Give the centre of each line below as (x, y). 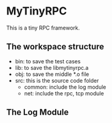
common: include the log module (65, 87)
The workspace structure (55, 47)
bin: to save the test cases (48, 61)
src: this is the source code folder (57, 80)
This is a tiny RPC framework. (43, 28)
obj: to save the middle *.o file (52, 74)
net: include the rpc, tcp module (64, 93)
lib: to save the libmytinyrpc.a (52, 68)
